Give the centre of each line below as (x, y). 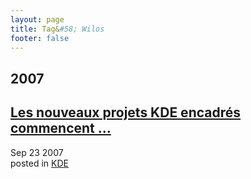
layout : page (37, 19)
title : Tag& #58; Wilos (57, 29)
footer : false (40, 38)
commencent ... (61, 128)
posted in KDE (40, 163)
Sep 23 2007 (37, 152)
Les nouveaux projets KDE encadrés (126, 112)
